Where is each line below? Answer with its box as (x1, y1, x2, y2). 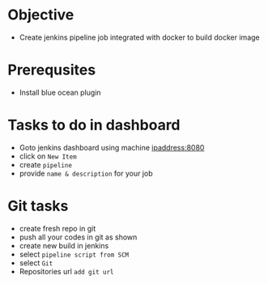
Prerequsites (7, 61, 96, 79)
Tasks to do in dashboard (7, 116, 181, 134)
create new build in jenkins (19, 240, 109, 250)
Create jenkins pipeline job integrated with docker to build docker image (19, 32, 260, 42)
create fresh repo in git (19, 223, 96, 233)
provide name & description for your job (19, 168, 153, 178)
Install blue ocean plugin (19, 87, 102, 97)
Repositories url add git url (19, 266, 114, 276)
